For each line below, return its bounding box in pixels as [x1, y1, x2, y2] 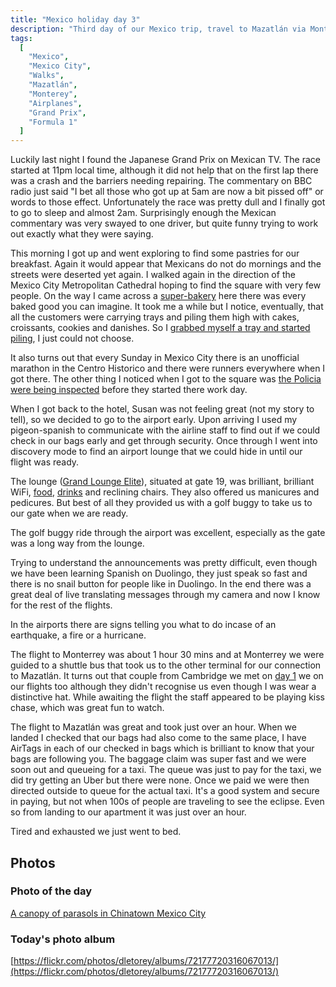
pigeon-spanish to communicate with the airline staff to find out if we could [10, 424, 321, 436]
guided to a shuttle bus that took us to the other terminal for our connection [10, 659, 322, 671]
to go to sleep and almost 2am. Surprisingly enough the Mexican [10, 207, 277, 219]
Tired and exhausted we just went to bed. [10, 826, 182, 838]
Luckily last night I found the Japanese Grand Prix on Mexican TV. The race [10, 154, 322, 166]
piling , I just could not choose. [10, 332, 135, 345]
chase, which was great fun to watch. [10, 702, 165, 714]
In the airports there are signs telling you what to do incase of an [10, 619, 277, 631]
